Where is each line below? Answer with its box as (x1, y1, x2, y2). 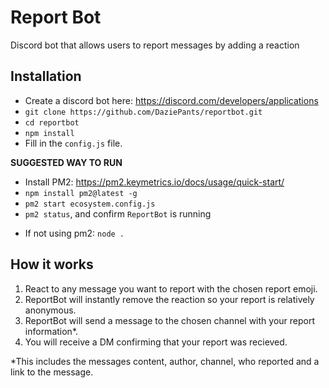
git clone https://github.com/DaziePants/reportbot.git (24, 107, 263, 117)
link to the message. (10, 366, 94, 378)
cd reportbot (24, 117, 80, 128)
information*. (24, 325, 79, 337)
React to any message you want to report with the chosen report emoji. (24, 282, 318, 295)
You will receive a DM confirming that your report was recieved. (24, 336, 288, 348)
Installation (10, 68, 82, 85)
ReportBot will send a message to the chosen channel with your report (24, 314, 316, 326)
